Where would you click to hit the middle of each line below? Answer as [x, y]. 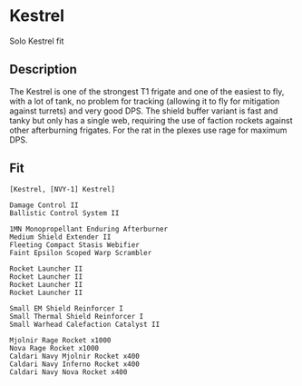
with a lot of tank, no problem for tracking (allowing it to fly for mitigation [145, 101]
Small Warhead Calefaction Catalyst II [85, 324]
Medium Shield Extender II [60, 237]
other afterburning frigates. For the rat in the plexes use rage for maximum [148, 130]
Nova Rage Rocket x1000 [54, 348]
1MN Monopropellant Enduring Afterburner [89, 229]
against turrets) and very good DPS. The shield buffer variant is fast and [144, 111]
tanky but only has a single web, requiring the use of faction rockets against [151, 120]
